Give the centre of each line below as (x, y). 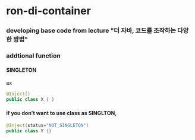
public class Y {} (29, 131)
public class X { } (30, 100)
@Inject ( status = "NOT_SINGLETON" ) (48, 126)
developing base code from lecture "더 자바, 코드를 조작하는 (91, 31)
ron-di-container (48, 11)
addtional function (33, 56)
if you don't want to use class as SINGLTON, (62, 113)
